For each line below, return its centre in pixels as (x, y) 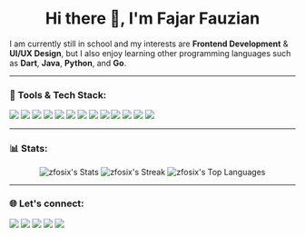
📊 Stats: (29, 149)
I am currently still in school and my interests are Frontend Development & (149, 44)
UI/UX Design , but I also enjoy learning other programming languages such (150, 53)
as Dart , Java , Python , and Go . (68, 63)
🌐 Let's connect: (47, 203)
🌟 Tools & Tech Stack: (58, 94)
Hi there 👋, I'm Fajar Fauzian (152, 19)
